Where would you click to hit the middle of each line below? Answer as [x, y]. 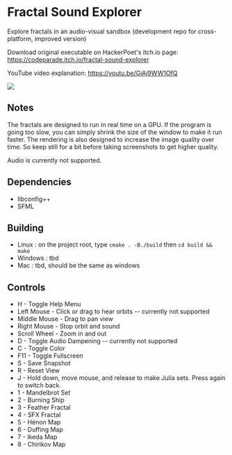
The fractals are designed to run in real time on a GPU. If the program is [109, 124]
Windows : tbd [38, 258]
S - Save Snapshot [44, 363]
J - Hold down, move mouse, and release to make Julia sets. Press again [121, 378]
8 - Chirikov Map [41, 445]
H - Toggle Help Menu [49, 304]
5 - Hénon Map [39, 422]
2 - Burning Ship [41, 400]
